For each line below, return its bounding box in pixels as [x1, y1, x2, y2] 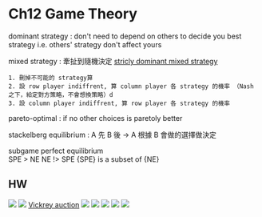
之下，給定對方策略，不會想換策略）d [8, 90, 113, 98]
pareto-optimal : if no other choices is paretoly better [8, 113, 183, 123]
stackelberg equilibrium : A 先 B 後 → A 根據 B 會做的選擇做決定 [8, 130, 217, 139]
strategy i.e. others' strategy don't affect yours [8, 39, 162, 49]
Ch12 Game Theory [8, 5, 138, 23]
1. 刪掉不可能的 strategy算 [8, 74, 93, 82]
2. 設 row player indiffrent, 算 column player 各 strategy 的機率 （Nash [8, 82, 254, 90]
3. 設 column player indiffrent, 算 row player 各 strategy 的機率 [8, 99, 230, 107]
